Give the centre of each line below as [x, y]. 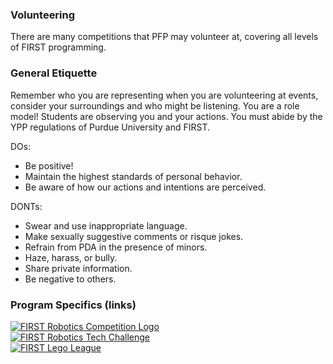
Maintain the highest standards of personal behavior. [133, 176]
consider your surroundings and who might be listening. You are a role [155, 105]
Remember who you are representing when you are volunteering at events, [164, 95]
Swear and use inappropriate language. [106, 225]
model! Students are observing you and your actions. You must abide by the [166, 116]
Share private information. [78, 268]
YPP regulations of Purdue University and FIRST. [110, 127]
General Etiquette [54, 73]
